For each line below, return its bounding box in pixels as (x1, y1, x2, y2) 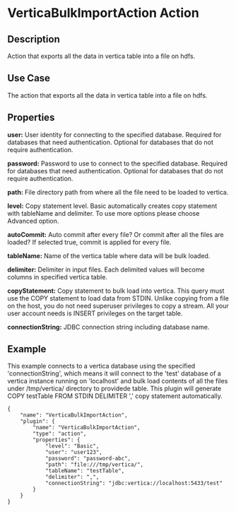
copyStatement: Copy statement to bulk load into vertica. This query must (7, 286, 225, 295)
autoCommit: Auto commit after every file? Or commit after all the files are (7, 230, 224, 238)
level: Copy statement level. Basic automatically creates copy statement (7, 202, 218, 210)
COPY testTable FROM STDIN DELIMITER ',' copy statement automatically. (7, 392, 223, 400)
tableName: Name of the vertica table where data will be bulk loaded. (7, 251, 211, 260)
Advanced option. (7, 216, 59, 225)
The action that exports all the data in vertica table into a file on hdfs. (7, 91, 208, 100)
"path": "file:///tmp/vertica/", (45, 461, 143, 468)
